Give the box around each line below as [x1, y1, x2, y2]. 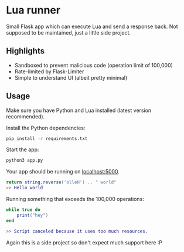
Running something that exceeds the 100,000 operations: [6, 196, 145, 203]
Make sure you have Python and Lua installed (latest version [6, 107, 152, 114]
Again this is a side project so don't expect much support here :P [6, 239, 163, 246]
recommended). [6, 113, 45, 120]
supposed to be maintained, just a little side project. [6, 29, 131, 36]
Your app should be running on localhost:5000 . [6, 168, 120, 175]
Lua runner [6, 4, 60, 17]
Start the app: [6, 146, 39, 153]
